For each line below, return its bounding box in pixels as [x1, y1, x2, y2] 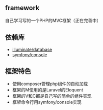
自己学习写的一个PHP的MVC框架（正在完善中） [5, 17, 102, 23]
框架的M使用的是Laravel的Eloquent [12, 87, 83, 93]
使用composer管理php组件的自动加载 [12, 81, 88, 87]
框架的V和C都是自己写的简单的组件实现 [12, 93, 92, 99]
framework [5, 4, 40, 12]
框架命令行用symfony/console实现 [12, 99, 82, 105]
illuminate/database [12, 46, 52, 52]
